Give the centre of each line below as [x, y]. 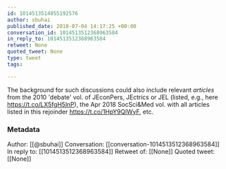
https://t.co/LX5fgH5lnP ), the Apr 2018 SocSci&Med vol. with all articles [109, 104]
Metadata [23, 129]
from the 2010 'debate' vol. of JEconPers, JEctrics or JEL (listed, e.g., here [113, 97]
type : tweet [24, 58]
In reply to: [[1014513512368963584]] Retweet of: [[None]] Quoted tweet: [111, 151]
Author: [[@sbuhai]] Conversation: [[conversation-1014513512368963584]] [113, 144]
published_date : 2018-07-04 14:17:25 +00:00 [72, 26]
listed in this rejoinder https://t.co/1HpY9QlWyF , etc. [80, 112]
